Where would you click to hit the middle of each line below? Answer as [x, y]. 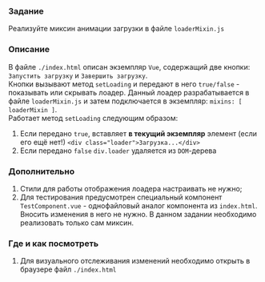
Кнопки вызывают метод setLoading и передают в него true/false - [124, 84]
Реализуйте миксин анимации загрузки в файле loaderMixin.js [116, 29]
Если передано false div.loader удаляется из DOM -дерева [118, 151]
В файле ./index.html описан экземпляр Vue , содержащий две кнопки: [129, 66]
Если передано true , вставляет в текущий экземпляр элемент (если [139, 133]
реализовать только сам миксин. [77, 223]
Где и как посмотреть [53, 244]
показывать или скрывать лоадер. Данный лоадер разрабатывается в [129, 92]
